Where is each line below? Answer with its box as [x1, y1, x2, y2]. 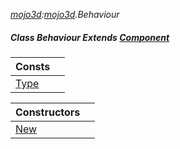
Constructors [15, 105, 81, 119]
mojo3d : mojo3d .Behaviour [10, 9, 120, 20]
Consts [15, 59, 51, 73]
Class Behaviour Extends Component [10, 31, 170, 43]
